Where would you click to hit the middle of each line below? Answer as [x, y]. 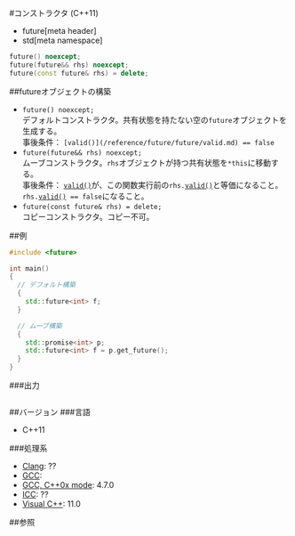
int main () [29, 268]
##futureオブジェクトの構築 [60, 91]
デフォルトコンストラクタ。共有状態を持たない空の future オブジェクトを [154, 119]
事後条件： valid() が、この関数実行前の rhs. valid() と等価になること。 [152, 184]
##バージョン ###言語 [50, 412]
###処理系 [28, 448]
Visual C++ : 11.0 [52, 504]
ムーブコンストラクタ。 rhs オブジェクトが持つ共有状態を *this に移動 [146, 162]
